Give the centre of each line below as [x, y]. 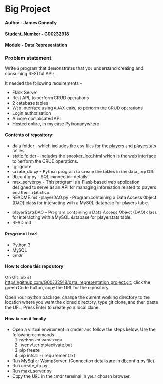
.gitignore [22, 167]
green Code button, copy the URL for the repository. [57, 287]
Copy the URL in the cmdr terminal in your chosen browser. [72, 376]
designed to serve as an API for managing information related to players [84, 187]
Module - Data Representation [36, 45]
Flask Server [25, 93]
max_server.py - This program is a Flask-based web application [76, 182]
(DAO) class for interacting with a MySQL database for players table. [81, 203]
